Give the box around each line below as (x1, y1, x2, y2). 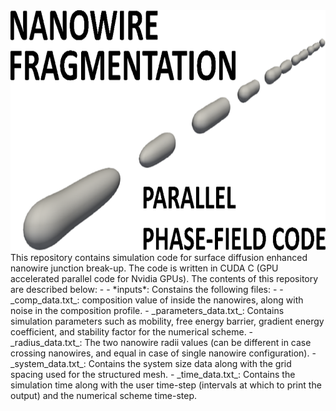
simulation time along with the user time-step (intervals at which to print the (10, 379, 322, 391)
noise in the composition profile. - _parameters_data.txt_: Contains (10, 305, 285, 316)
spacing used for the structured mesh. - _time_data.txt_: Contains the (10, 369, 296, 380)
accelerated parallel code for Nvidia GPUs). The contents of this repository (10, 273, 319, 284)
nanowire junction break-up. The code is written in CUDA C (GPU (10, 262, 279, 274)
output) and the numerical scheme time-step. (10, 390, 198, 401)
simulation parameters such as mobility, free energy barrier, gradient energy (10, 315, 325, 327)
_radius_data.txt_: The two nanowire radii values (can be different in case (10, 337, 312, 348)
